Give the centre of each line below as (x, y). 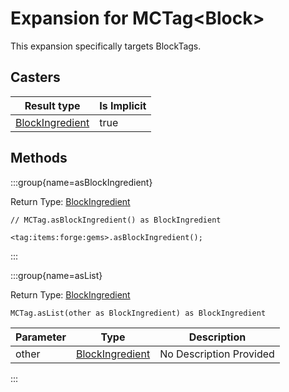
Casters (35, 77)
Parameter (41, 337)
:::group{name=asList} (56, 275)
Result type (52, 105)
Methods (39, 158)
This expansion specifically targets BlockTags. (106, 46)
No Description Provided (217, 354)
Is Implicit (123, 105)
